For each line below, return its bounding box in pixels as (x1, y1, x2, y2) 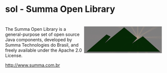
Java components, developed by (5, 37, 72, 43)
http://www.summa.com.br (5, 62, 61, 68)
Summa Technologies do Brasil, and (5, 42, 79, 48)
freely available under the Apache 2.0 (5, 47, 82, 53)
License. (5, 53, 23, 59)
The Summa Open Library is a (5, 26, 66, 32)
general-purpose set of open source (5, 31, 80, 38)
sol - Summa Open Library (5, 3, 115, 15)
